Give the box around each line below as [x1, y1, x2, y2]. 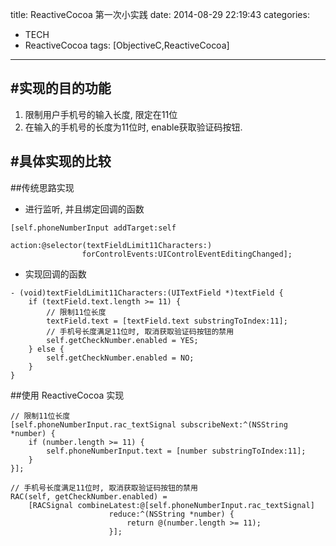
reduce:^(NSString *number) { [108, 509, 235, 519]
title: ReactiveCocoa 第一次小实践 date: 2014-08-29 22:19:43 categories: [10, 9, 310, 20]
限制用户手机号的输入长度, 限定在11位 [24, 108, 178, 120]
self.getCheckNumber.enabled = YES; [46, 335, 199, 345]
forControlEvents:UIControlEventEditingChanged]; [81, 249, 293, 259]
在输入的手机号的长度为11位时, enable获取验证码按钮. [24, 121, 243, 133]
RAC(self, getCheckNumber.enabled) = [10, 491, 168, 502]
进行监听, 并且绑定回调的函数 [24, 203, 145, 215]
